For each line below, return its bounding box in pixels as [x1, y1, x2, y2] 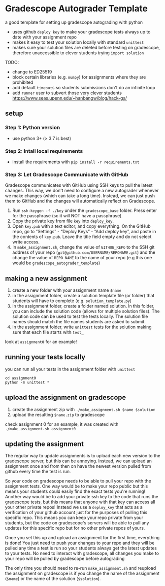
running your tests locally [5, 353, 86, 361]
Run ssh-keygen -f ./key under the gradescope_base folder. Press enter [12, 207, 157, 213]
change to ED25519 [12, 69, 52, 74]
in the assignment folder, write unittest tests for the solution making [12, 324, 152, 330]
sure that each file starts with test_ [12, 329, 84, 335]
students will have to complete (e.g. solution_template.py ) [12, 298, 132, 304]
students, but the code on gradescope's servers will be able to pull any [5, 520, 149, 526]
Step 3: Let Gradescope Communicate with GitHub [5, 171, 129, 178]
